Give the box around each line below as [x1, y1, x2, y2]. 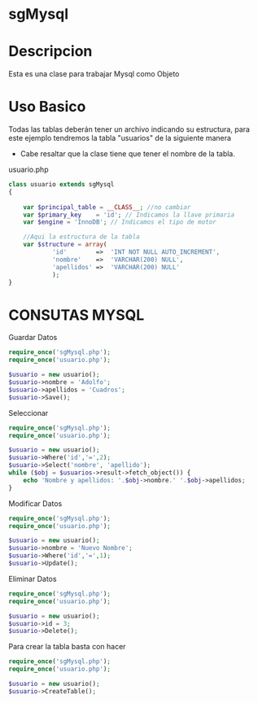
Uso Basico [8, 98, 86, 116]
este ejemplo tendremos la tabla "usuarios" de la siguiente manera [8, 133, 232, 143]
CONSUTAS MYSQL [8, 306, 145, 324]
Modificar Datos [8, 498, 63, 509]
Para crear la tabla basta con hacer [8, 642, 126, 652]
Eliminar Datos [8, 574, 57, 583]
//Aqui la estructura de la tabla [23, 233, 140, 241]
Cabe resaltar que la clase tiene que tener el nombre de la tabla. [20, 149, 236, 159]
